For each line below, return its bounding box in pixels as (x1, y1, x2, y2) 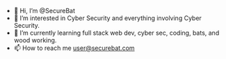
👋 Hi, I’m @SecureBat (13, 7, 75, 15)
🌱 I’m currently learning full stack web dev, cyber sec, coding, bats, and (13, 28, 220, 37)
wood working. (13, 36, 57, 44)
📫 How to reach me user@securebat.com (13, 44, 135, 52)
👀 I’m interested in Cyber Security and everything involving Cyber (13, 14, 202, 22)
